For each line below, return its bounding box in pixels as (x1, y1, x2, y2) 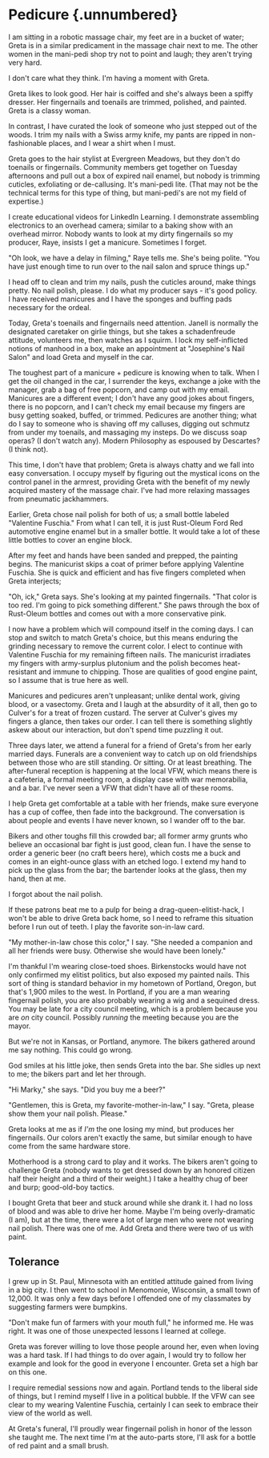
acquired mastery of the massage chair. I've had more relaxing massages (8, 485, 251, 495)
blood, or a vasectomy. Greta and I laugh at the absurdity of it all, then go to (8, 699, 258, 709)
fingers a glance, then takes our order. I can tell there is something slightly (8, 716, 253, 726)
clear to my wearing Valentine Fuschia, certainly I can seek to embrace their (8, 1399, 259, 1409)
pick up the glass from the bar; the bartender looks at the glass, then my (8, 865, 247, 874)
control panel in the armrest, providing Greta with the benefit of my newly (8, 477, 251, 487)
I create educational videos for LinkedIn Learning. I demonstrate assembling (8, 212, 259, 221)
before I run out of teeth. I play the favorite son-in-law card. (8, 922, 205, 931)
